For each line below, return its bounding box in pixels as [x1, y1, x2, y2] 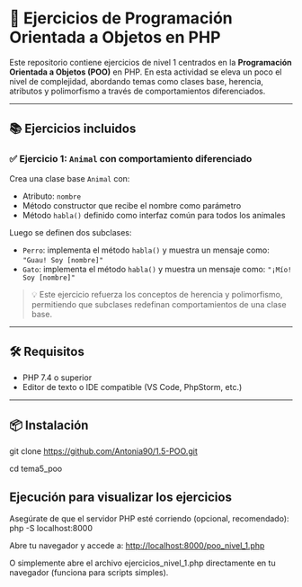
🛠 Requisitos [9, 344, 85, 360]
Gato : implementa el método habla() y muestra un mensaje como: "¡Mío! [22, 263, 292, 274]
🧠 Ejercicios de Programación [9, 8, 234, 29]
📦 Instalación [9, 417, 89, 432]
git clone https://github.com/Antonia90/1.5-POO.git [9, 446, 198, 457]
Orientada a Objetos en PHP [9, 27, 221, 48]
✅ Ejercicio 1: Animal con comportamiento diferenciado [9, 153, 253, 165]
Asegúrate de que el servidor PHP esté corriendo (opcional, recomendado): [9, 513, 289, 524]
